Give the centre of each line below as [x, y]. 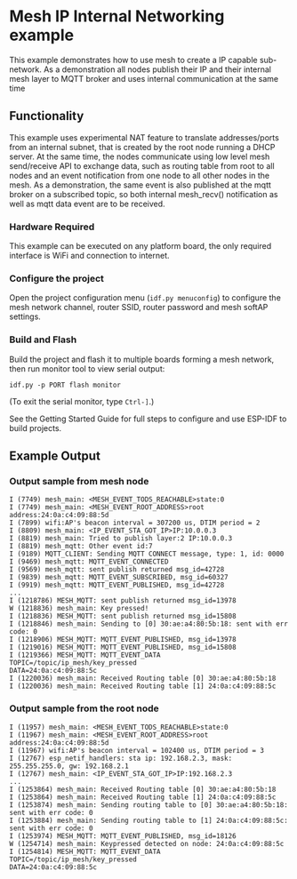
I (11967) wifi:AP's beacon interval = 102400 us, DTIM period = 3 [137, 750]
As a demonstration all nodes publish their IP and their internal [157, 69]
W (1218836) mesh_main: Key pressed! [79, 609]
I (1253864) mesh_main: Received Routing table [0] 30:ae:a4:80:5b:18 [143, 789]
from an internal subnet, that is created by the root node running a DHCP [142, 147]
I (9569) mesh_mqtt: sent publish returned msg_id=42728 [117, 570]
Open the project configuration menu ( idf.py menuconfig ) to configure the [145, 298]
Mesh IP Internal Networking [117, 16]
